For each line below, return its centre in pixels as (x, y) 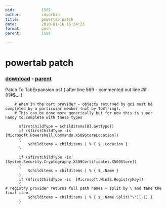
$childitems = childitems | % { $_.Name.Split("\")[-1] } (90, 197)
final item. (18, 193)
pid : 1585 (28, 10)
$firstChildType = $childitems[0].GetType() (66, 127)
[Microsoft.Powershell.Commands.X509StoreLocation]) (62, 135)
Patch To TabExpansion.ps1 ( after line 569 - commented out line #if (76, 90)
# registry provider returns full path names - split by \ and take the (83, 189)
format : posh (28, 29)
